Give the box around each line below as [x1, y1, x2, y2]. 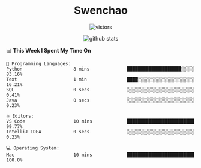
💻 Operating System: [6, 145, 60, 151]
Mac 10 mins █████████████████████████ [6, 152, 195, 158]
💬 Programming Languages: [6, 60, 71, 66]
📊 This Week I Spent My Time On [6, 47, 91, 54]
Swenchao [74, 4, 128, 17]
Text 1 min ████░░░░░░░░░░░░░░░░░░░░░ [6, 76, 195, 83]
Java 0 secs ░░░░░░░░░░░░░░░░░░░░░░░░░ [6, 97, 195, 103]
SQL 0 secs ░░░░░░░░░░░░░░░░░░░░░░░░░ [6, 87, 195, 93]
